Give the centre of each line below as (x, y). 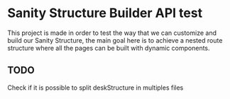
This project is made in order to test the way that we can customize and (112, 33)
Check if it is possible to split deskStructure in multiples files (95, 88)
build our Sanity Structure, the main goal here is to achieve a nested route (115, 40)
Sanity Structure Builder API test (105, 13)
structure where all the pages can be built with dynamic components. (109, 48)
